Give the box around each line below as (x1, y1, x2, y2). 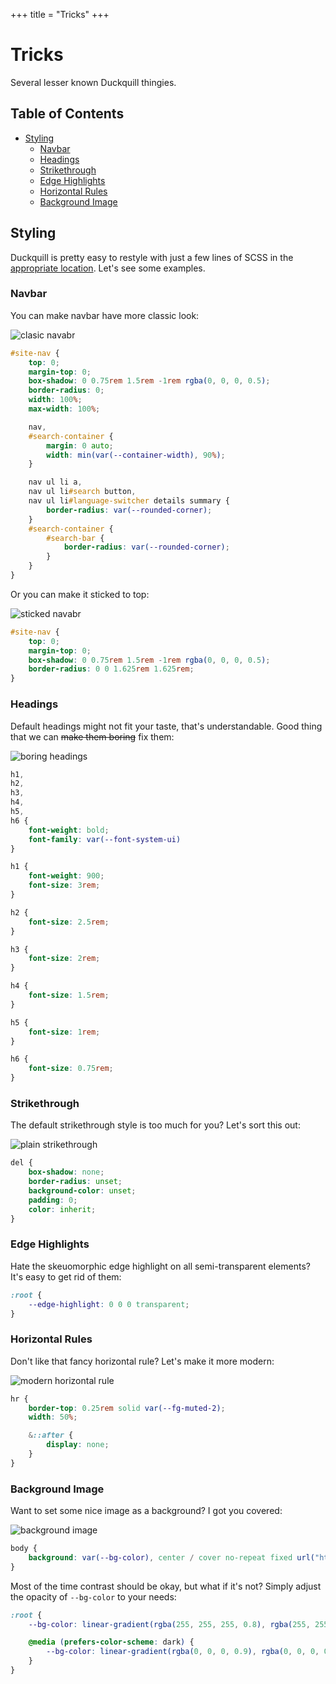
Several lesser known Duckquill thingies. (10, 76, 177, 88)
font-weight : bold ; (28, 825, 110, 835)
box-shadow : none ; (28, 1167, 105, 1178)
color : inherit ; (28, 1204, 97, 1214)
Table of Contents (10, 105, 125, 123)
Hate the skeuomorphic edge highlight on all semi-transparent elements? (10, 1260, 311, 1272)
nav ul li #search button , (28, 487, 137, 497)
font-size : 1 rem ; (28, 1027, 101, 1037)
